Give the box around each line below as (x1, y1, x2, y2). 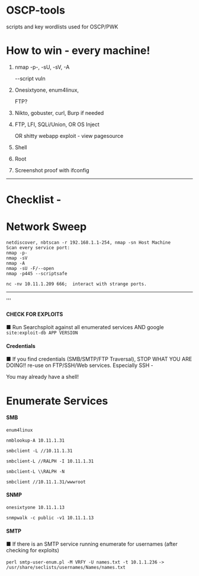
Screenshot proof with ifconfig (14, 166, 90, 173)
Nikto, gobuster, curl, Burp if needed (14, 109, 104, 116)
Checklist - (6, 193, 62, 207)
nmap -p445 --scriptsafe (6, 271, 68, 276)
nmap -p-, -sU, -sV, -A (14, 63, 70, 70)
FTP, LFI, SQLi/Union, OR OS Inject (14, 121, 99, 128)
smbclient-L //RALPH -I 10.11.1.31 (6, 458, 94, 464)
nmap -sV (6, 255, 28, 261)
